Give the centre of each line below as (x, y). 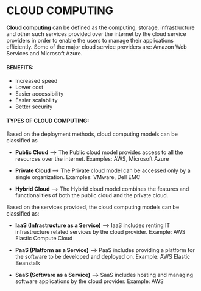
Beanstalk (28, 263)
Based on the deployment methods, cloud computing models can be (92, 134)
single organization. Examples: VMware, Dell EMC (78, 177)
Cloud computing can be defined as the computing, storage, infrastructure (100, 27)
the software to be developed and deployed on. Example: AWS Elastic (103, 257)
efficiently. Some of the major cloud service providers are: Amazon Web (97, 47)
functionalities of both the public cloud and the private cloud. (92, 195)
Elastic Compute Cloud (44, 239)
